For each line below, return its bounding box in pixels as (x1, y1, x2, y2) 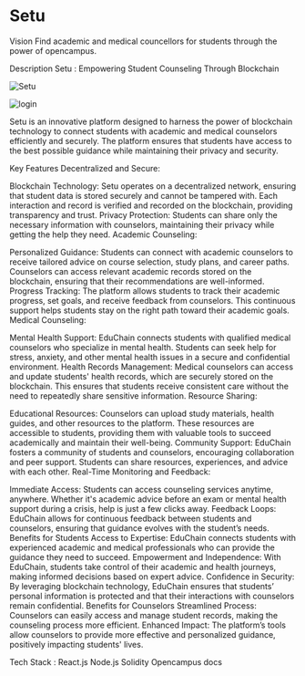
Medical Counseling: (9, 314, 86, 325)
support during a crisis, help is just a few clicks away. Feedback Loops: (9, 503, 277, 514)
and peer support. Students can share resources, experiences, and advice (9, 456, 289, 467)
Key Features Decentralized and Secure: (9, 162, 161, 173)
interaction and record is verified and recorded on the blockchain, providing (9, 200, 293, 211)
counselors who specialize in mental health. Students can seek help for (9, 341, 277, 352)
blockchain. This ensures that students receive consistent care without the (9, 380, 290, 391)
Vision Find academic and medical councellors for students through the (9, 36, 278, 47)
